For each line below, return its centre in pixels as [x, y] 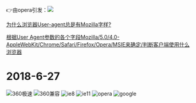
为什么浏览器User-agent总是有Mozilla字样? [59, 24]
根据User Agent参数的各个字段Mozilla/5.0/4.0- [63, 37]
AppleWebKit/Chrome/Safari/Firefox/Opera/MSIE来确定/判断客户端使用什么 [98, 44]
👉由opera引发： [27, 10]
